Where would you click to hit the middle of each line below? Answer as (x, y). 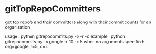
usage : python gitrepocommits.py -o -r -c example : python (65, 36)
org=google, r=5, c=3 (27, 46)
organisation (17, 27)
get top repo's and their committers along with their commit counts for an (78, 22)
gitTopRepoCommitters (53, 9)
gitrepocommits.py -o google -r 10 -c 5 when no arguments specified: (75, 41)
